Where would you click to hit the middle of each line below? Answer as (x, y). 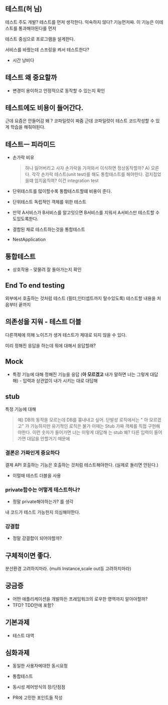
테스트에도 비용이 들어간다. (44, 108)
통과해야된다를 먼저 (37, 28)
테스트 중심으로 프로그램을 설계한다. (40, 39)
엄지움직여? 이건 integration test (66, 181)
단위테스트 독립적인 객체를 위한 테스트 (49, 202)
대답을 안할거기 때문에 (48, 439)
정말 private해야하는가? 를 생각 (43, 501)
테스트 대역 (23, 635)
